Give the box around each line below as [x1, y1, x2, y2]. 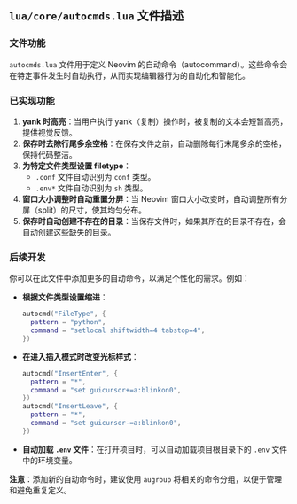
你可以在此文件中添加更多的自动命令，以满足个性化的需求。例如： [9, 273, 250, 283]
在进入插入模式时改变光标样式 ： [21, 351, 139, 361]
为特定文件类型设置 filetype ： [21, 160, 131, 171]
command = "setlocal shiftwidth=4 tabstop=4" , [30, 326, 206, 335]
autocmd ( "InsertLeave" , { [21, 402, 118, 411]
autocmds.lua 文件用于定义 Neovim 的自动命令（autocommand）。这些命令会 [9, 58, 288, 69]
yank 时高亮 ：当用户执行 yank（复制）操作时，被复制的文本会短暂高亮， [21, 116, 288, 127]
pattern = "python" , [30, 318, 106, 327]
